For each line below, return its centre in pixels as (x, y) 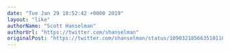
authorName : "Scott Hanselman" (52, 26)
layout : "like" (29, 20)
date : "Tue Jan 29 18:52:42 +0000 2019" (66, 13)
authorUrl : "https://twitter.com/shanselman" (73, 32)
